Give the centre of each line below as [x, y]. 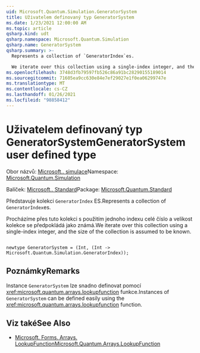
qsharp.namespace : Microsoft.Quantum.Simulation [68, 39]
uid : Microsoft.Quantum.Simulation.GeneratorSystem [71, 12]
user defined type [51, 155]
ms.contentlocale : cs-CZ [37, 89]
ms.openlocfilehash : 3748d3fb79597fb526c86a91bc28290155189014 [86, 72]
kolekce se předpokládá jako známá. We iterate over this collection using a [97, 225]
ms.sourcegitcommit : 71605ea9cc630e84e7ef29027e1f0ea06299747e [86, 78]
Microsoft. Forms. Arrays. [46, 337]
